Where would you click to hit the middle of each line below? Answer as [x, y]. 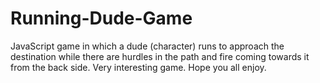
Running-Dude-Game [101, 18]
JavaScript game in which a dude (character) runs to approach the [147, 46]
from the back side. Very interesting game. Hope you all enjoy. [138, 67]
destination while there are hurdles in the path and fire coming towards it [160, 56]
